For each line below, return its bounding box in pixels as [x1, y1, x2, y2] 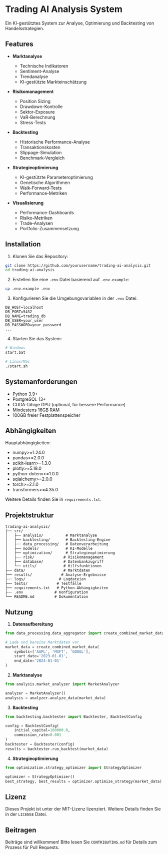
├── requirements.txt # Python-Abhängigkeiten [5, 585, 108, 591]
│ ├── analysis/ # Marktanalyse [5, 533, 97, 538]
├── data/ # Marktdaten [5, 568, 91, 573]
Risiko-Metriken [19, 215, 52, 221]
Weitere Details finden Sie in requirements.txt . [5, 496, 101, 502]
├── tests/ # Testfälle [5, 581, 81, 586]
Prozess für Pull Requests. [5, 844, 59, 850]
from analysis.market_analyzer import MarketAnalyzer [5, 682, 120, 687]
